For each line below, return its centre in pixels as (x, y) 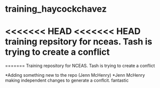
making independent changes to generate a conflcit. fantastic (67, 80)
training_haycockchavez (56, 9)
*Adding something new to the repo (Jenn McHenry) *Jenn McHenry (75, 75)
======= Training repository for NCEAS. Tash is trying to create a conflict (80, 66)
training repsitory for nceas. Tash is (79, 42)
